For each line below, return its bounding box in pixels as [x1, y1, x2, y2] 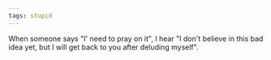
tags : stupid [8, 11, 53, 20]
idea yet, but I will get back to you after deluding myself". [8, 42, 199, 52]
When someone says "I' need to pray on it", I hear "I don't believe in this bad [8, 34, 264, 43]
